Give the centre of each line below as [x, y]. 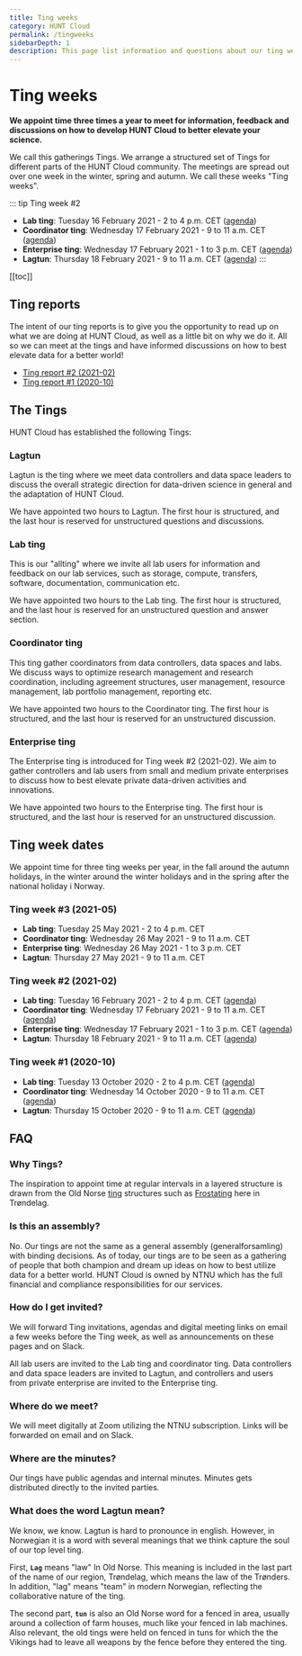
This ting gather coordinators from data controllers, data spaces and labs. [146, 662]
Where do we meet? [54, 1406]
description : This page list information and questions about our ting [146, 51]
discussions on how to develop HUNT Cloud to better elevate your [135, 130]
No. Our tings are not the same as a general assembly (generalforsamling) [146, 1246]
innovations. [32, 789]
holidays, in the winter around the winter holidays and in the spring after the [149, 876]
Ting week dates [57, 846]
